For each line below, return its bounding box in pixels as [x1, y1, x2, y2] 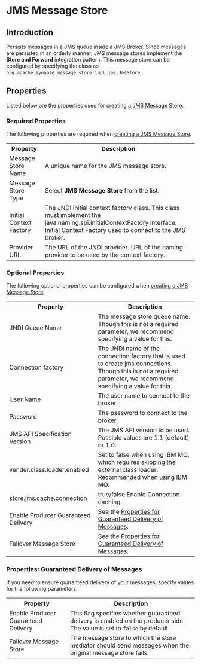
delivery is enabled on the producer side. [69, 617, 185, 625]
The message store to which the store [69, 633, 176, 642]
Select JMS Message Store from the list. [44, 187, 160, 195]
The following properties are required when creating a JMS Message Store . [6, 130, 192, 138]
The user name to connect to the [98, 392, 190, 400]
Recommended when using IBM [98, 473, 187, 481]
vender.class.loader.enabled [9, 466, 89, 474]
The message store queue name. [98, 312, 190, 321]
